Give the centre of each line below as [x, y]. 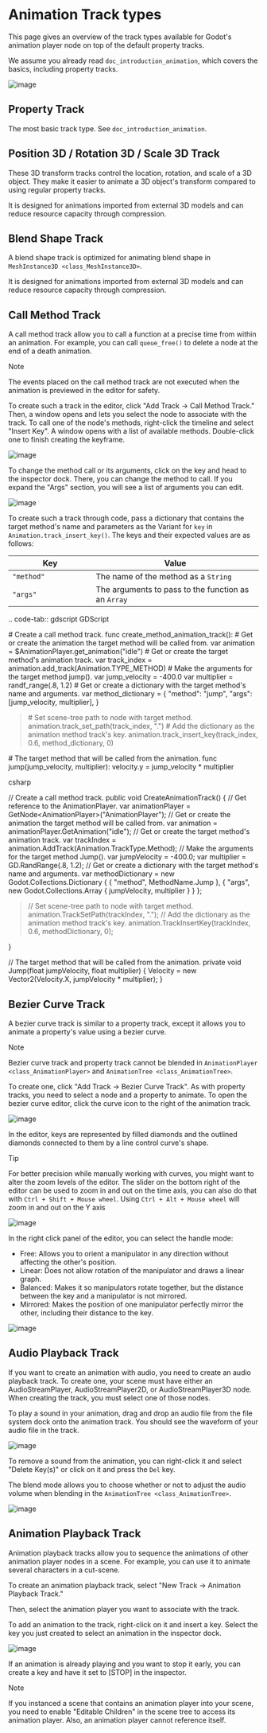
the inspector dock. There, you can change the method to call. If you [120, 479]
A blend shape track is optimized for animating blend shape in [110, 258]
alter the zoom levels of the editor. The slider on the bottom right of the [124, 1182]
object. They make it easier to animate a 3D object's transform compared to [132, 181]
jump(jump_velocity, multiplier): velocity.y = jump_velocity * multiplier [121, 767]
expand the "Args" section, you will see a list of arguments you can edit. [126, 488]
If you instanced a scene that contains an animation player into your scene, [131, 1703]
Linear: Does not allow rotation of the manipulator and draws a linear [132, 1270]
